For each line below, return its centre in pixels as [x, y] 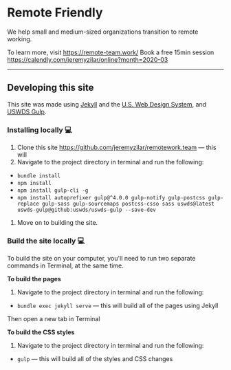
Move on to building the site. [57, 223]
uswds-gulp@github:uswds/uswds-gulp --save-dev [86, 210]
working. [20, 39]
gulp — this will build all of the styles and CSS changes [95, 359]
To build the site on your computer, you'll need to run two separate [101, 259]
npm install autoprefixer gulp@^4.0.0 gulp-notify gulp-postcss [111, 198]
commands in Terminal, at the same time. [65, 265]
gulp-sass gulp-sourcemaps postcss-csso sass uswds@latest [128, 204]
